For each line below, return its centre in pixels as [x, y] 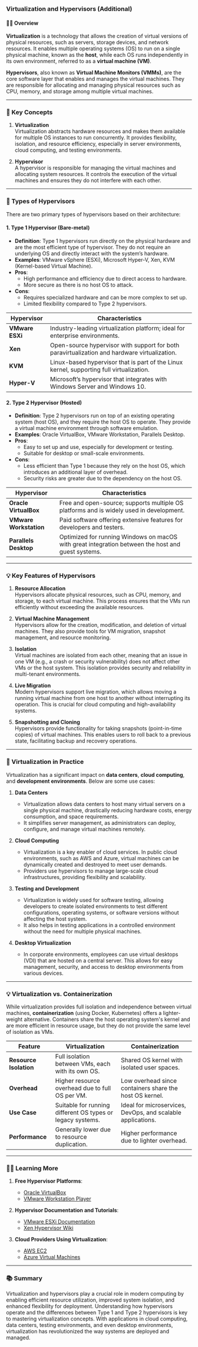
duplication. [71, 1144]
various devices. [43, 973]
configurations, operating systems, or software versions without [101, 912]
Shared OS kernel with [151, 1060]
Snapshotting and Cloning [47, 722]
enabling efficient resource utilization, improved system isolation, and [90, 1300]
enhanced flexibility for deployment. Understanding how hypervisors [89, 1306]
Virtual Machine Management [52, 619]
